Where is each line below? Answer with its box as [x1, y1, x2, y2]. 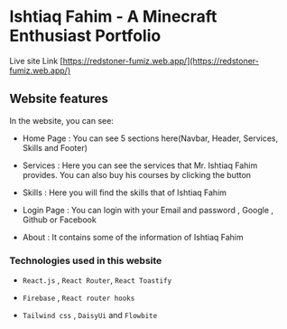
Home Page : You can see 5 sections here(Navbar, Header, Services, [22, 133, 279, 144]
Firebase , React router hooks [22, 292, 135, 304]
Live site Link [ [9, 55, 63, 66]
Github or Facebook [22, 214, 97, 225]
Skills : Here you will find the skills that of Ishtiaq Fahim [22, 187, 227, 198]
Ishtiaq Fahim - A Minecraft [9, 6, 218, 27]
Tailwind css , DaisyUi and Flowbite [22, 310, 158, 321]
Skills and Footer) [22, 142, 88, 153]
